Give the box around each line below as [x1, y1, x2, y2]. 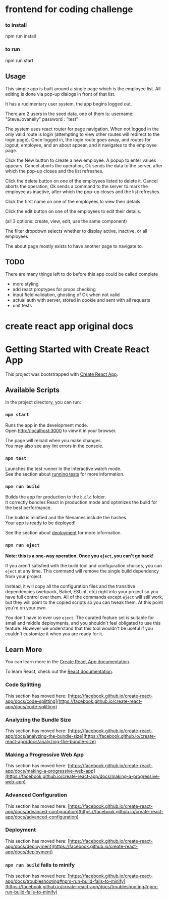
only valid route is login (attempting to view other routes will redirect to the [5, 131, 160, 137]
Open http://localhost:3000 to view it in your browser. [5, 427, 117, 434]
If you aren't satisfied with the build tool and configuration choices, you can [5, 562, 162, 568]
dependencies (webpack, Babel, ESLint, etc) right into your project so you [5, 588, 159, 594]
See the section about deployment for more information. [5, 530, 122, 536]
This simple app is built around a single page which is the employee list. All [5, 85, 161, 92]
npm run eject [5, 543, 40, 548]
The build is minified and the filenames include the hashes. [5, 515, 128, 521]
